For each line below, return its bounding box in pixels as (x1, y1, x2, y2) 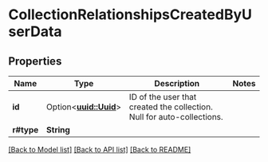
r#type (12, 124, 39, 135)
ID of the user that (128, 92, 197, 102)
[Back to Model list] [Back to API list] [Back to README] (8, 145, 191, 154)
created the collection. (128, 101, 213, 113)
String (46, 124, 70, 135)
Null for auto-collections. (128, 112, 223, 122)
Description (154, 78, 200, 89)
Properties (8, 54, 62, 68)
